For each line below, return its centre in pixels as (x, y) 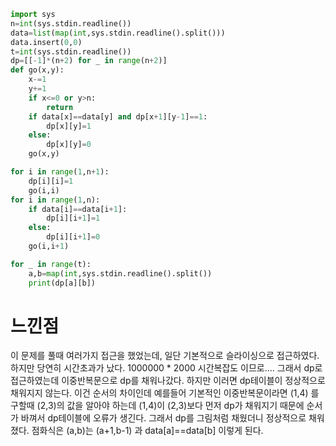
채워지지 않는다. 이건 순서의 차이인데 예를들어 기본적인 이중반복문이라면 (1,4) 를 (165, 393)
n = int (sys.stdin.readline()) (71, 23)
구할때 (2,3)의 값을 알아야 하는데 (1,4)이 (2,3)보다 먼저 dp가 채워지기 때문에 (157, 406)
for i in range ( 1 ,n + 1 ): (60, 172)
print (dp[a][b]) (62, 283)
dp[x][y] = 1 (69, 126)
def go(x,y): (37, 70)
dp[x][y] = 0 (69, 145)
